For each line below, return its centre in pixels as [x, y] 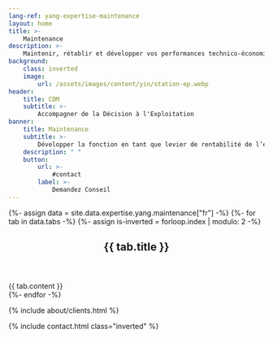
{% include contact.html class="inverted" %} [84, 327]
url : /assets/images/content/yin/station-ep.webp [123, 84]
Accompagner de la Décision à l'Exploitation [116, 115]
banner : [22, 122]
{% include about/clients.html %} [64, 310]
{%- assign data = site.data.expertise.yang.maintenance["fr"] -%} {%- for [132, 213]
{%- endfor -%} [35, 295]
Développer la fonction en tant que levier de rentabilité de [145, 144]
